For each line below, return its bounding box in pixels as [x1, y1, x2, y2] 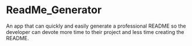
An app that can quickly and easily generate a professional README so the [6, 22, 186, 29]
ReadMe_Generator [6, 3, 102, 17]
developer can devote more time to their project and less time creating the [6, 28, 184, 35]
